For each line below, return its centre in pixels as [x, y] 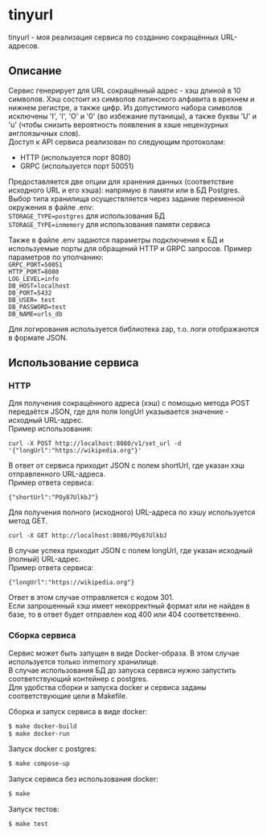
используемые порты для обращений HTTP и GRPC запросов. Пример [130, 248]
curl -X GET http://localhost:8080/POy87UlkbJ [88, 536]
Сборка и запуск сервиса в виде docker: [78, 711]
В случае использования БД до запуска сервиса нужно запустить [122, 670]
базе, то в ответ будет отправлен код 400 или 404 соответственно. [125, 614]
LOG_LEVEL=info [34, 279]
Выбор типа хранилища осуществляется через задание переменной [127, 198]
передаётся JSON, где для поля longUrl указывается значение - [119, 411]
